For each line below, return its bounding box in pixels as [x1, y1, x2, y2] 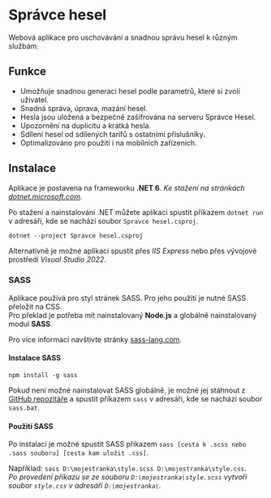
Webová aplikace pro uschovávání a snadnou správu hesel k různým [8, 32, 238, 42]
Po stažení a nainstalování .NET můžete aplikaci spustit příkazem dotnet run [8, 207, 264, 217]
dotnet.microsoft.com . [8, 191, 83, 201]
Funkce [8, 65, 47, 79]
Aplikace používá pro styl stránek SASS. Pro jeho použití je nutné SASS [8, 293, 247, 303]
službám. [8, 41, 39, 50]
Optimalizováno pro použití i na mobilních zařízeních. [19, 138, 197, 148]
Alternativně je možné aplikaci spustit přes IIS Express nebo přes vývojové [8, 246, 257, 255]
